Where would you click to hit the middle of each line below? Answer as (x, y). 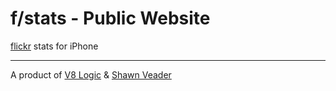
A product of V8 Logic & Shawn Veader (91, 74)
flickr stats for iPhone (54, 46)
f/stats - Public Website (110, 18)
